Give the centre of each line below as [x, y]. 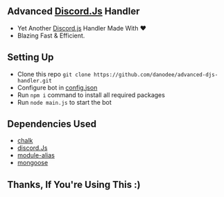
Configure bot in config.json [57, 87]
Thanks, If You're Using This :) [74, 184]
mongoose [33, 163]
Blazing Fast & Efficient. [51, 35]
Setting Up [31, 57]
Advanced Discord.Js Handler [74, 11]
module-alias [36, 155]
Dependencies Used [52, 124]
